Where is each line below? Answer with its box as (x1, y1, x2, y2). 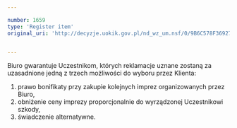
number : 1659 (7, 16, 46, 23)
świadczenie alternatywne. (17, 112, 97, 121)
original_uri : (7, 30, 49, 37)
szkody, (17, 105, 41, 114)
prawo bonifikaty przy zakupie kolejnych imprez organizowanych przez (17, 83, 225, 91)
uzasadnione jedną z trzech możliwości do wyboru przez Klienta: (7, 69, 196, 78)
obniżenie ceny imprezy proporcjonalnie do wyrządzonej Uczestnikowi (17, 98, 224, 106)
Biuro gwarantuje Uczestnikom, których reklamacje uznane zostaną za (7, 62, 212, 70)
